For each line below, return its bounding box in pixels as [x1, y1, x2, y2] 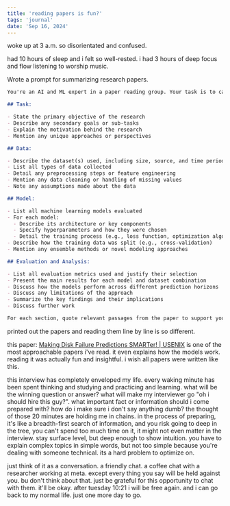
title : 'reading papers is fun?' [7, 10, 103, 17]
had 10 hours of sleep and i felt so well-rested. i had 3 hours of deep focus [7, 55, 218, 63]
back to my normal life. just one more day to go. [7, 491, 142, 499]
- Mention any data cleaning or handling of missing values [7, 176, 183, 184]
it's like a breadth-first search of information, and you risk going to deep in [7, 419, 218, 427]
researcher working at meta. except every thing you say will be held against [7, 469, 220, 477]
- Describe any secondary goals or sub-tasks [7, 120, 139, 127]
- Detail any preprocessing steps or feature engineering [7, 170, 176, 177]
